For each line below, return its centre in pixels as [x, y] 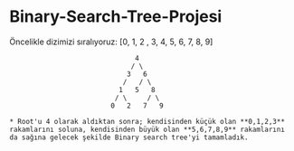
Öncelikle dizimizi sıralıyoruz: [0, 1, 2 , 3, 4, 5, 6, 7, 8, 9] [111, 42]
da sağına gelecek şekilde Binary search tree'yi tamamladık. [129, 137]
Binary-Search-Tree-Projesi [116, 17]
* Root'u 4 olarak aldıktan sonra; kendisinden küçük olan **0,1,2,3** [147, 121]
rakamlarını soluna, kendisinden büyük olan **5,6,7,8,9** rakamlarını [147, 129]
